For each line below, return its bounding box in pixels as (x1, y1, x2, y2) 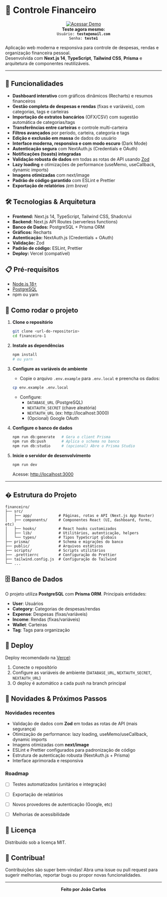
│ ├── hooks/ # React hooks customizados (5, 526, 117, 531)
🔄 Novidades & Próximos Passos (5, 694, 107, 703)
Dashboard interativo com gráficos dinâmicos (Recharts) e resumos (12, 93, 153, 99)
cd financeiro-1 (12, 333, 46, 339)
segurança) (12, 726, 36, 732)
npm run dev (12, 462, 37, 467)
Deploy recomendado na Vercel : (5, 654, 71, 661)
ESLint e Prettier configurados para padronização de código (12, 747, 136, 753)
